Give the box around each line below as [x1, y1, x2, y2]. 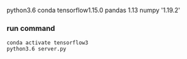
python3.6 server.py [6, 46, 67, 53]
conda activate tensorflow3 [6, 39, 89, 46]
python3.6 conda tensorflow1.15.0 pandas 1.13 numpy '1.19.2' [6, 6, 181, 14]
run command [6, 23, 55, 33]
